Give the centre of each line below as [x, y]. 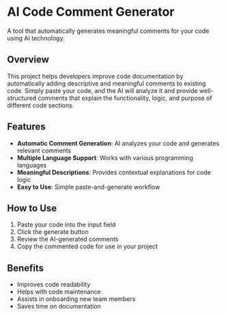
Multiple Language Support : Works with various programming [105, 157]
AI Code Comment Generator [91, 12]
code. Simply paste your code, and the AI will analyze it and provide [102, 90]
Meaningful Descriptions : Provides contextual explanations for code [114, 172]
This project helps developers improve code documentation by [95, 76]
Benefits [26, 268]
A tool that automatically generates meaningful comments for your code [108, 31]
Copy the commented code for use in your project [87, 246]
